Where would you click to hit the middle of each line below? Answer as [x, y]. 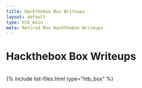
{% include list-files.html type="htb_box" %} [60, 79]
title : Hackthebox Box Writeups [45, 11]
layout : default [26, 17]
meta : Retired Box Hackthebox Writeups [55, 28]
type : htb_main [25, 22]
